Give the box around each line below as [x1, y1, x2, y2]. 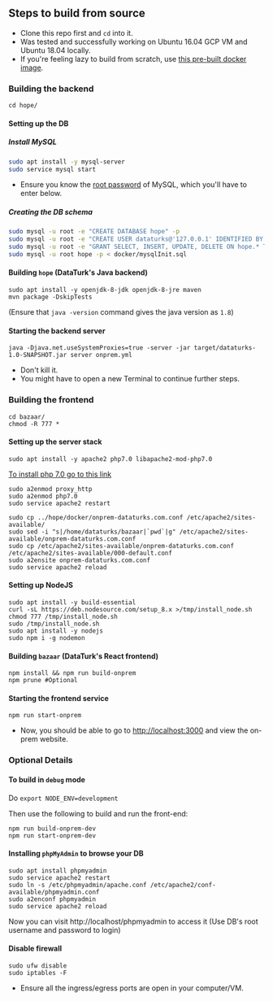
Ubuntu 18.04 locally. [19, 45, 91, 55]
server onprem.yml [70, 351, 132, 359]
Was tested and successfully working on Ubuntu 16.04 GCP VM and [19, 37, 248, 46]
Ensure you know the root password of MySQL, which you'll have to [19, 180, 248, 189]
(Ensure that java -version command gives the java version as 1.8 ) [8, 307, 234, 317]
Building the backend [8, 83, 94, 94]
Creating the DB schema [8, 207, 93, 217]
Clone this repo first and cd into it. [19, 28, 133, 37]
